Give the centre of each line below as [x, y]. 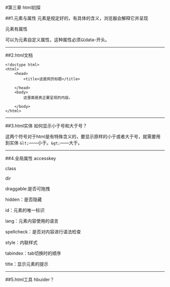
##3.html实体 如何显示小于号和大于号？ [46, 126]
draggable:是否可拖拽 [28, 189]
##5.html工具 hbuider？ [30, 279]
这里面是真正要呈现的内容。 [48, 98]
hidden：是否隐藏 [24, 199]
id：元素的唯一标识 [25, 210]
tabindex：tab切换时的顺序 [33, 253]
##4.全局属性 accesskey [31, 158]
